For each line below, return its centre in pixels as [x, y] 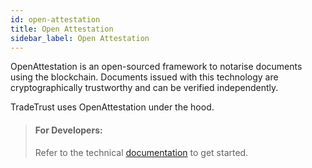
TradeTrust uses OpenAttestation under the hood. [112, 107]
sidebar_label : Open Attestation [80, 38]
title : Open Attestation [62, 29]
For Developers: [68, 130]
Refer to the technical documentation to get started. [141, 152]
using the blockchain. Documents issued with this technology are [144, 77]
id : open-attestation [55, 19]
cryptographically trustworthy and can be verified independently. [144, 88]
